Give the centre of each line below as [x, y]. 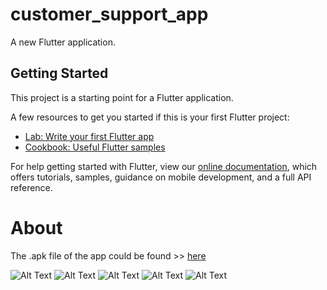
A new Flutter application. [63, 42]
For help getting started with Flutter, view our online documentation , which [164, 166]
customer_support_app [109, 14]
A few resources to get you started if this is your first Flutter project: [150, 117]
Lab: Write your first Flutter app [89, 136]
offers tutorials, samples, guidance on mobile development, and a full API [161, 177]
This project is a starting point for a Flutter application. [122, 97]
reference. [31, 187]
